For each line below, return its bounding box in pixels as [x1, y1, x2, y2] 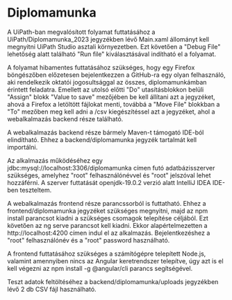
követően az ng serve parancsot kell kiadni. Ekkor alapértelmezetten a [7, 221, 208, 229]
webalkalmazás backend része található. [7, 114, 124, 123]
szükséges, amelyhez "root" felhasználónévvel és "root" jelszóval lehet [7, 171, 211, 179]
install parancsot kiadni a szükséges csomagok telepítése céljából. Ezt [7, 213, 208, 222]
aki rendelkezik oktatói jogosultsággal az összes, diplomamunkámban [7, 78, 207, 86]
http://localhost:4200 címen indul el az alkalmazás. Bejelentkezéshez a [7, 229, 210, 237]
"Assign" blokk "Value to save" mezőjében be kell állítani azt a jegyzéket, [7, 92, 215, 101]
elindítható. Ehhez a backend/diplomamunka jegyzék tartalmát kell [7, 135, 197, 143]
